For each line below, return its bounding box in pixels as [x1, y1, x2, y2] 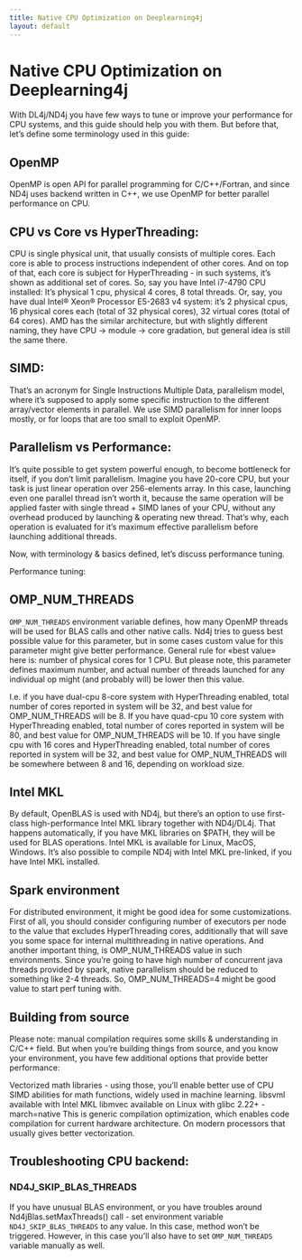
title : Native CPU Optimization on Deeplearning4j [9, 13, 204, 23]
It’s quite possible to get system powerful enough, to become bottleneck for [9, 463, 291, 474]
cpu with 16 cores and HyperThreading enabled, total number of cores [9, 739, 270, 750]
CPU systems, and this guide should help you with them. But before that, [9, 119, 279, 130]
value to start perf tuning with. [9, 984, 122, 994]
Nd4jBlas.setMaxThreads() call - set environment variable [9, 1211, 224, 1222]
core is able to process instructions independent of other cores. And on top [9, 258, 289, 269]
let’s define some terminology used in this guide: [9, 128, 189, 140]
